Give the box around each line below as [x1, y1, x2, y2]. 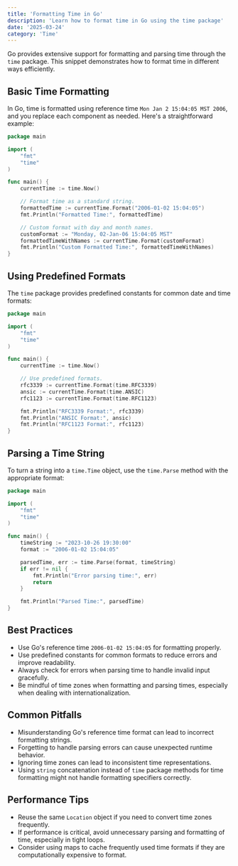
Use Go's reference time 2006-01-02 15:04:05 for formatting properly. [17, 643, 222, 651]
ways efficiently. [7, 65, 55, 73]
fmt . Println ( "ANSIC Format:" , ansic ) [20, 414, 132, 421]
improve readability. [17, 658, 76, 666]
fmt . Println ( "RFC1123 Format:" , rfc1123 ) [20, 421, 144, 428]
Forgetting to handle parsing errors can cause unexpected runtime [17, 743, 213, 752]
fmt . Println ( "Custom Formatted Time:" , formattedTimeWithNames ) [20, 244, 215, 251]
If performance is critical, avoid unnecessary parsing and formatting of [17, 828, 225, 836]
